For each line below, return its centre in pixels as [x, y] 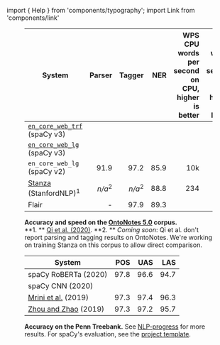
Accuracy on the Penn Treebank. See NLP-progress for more [115, 327]
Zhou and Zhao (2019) [66, 310]
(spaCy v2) [47, 171]
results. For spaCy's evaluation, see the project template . [108, 334]
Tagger [131, 75]
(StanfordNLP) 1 [54, 193]
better [188, 115]
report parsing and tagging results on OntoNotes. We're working [119, 238]
